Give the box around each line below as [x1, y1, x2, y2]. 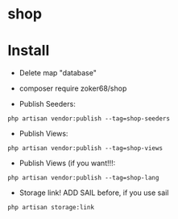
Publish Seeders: [19, 99, 76, 109]
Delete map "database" [19, 68, 97, 78]
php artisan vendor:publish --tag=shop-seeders [7, 115, 171, 123]
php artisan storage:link [7, 204, 94, 212]
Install [7, 42, 50, 60]
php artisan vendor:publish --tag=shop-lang [7, 174, 159, 182]
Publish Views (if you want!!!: [19, 158, 116, 168]
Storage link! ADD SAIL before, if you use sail [19, 188, 169, 197]
